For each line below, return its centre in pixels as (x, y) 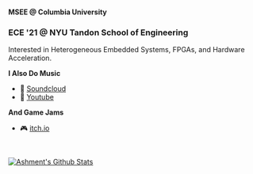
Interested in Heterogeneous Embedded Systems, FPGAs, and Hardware (126, 49)
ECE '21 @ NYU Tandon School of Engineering (98, 32)
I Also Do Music (34, 73)
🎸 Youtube (36, 96)
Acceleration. (30, 58)
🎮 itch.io (34, 128)
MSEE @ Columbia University (57, 12)
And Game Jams (36, 112)
